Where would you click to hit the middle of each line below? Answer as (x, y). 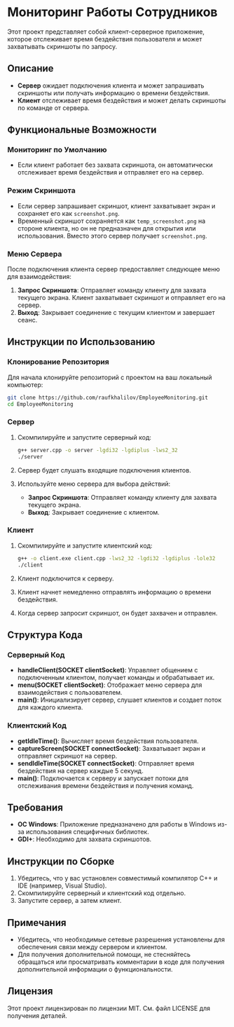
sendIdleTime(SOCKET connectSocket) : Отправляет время (106, 763)
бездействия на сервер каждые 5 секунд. (80, 770)
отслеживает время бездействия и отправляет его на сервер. (111, 172)
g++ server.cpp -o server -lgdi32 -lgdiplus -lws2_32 (97, 450)
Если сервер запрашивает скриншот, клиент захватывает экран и (116, 206)
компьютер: (25, 385)
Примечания (37, 923)
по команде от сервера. (53, 108)
